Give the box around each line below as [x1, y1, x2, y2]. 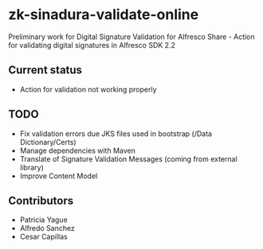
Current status [8, 64, 82, 77]
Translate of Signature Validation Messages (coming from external [19, 154, 237, 164]
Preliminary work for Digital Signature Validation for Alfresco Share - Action [8, 32, 255, 41]
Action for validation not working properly [19, 84, 157, 94]
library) [19, 162, 44, 172]
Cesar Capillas [19, 232, 68, 242]
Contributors [8, 193, 74, 208]
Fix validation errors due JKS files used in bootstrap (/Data [19, 129, 213, 138]
